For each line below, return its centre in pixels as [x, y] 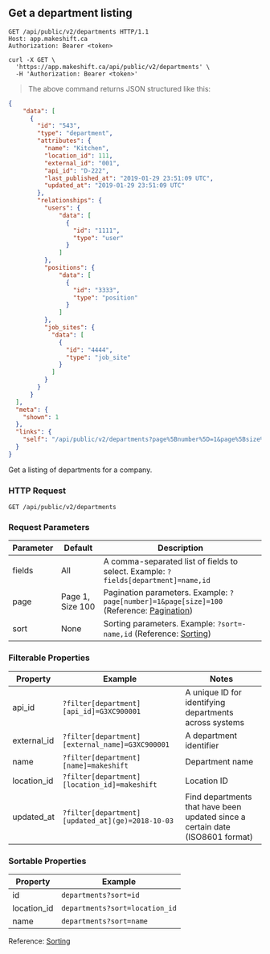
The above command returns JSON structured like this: [119, 88]
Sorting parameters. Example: [159, 624]
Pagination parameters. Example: [166, 593]
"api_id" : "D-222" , [77, 171]
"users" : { [62, 208]
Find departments [218, 797]
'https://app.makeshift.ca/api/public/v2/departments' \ [113, 67]
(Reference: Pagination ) [148, 611]
